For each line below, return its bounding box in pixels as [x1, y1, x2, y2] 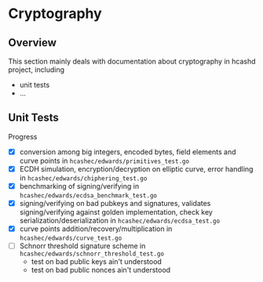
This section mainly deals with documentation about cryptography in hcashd [8, 56, 256, 66]
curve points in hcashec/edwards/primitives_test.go [19, 156, 190, 165]
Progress [8, 132, 38, 141]
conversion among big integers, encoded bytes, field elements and [19, 146, 237, 157]
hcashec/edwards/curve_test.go [19, 234, 122, 243]
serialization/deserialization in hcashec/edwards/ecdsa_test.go [19, 216, 221, 226]
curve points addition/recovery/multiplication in [19, 224, 173, 233]
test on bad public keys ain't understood [31, 257, 163, 266]
